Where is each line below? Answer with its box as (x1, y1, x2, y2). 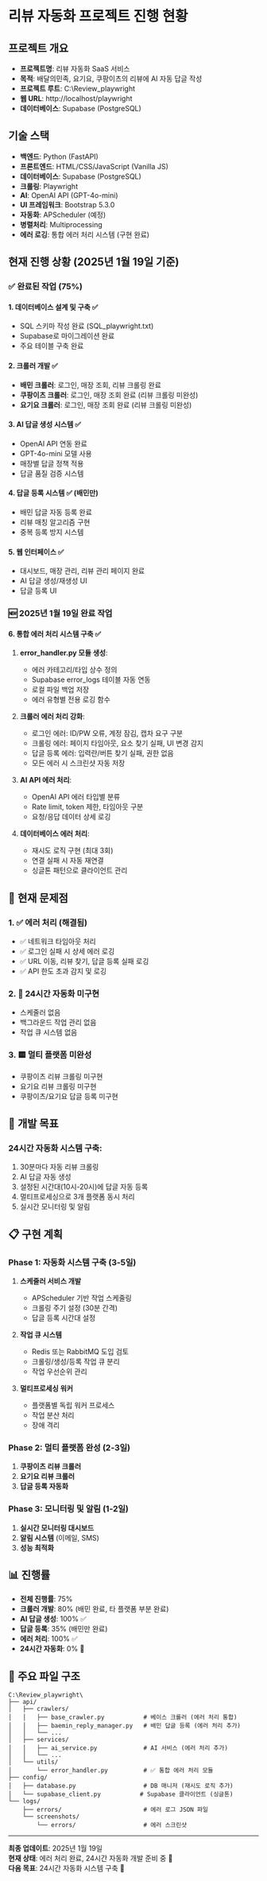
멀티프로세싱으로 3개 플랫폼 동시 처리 (19, 1192, 135, 1202)
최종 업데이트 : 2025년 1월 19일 (8, 1844, 103, 1853)
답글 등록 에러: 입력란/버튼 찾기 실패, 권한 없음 (31, 749, 174, 758)
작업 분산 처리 (31, 1410, 75, 1419)
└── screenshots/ (22, 1813, 80, 1821)
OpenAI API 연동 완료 (19, 439, 87, 448)
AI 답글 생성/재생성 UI (19, 576, 87, 586)
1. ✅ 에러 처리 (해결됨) (8, 917, 88, 928)
